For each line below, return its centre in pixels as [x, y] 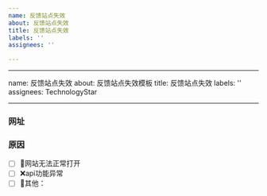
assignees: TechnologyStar [53, 92]
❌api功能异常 [41, 173]
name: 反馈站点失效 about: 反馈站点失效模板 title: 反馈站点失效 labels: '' [125, 83]
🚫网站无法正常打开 [50, 163]
